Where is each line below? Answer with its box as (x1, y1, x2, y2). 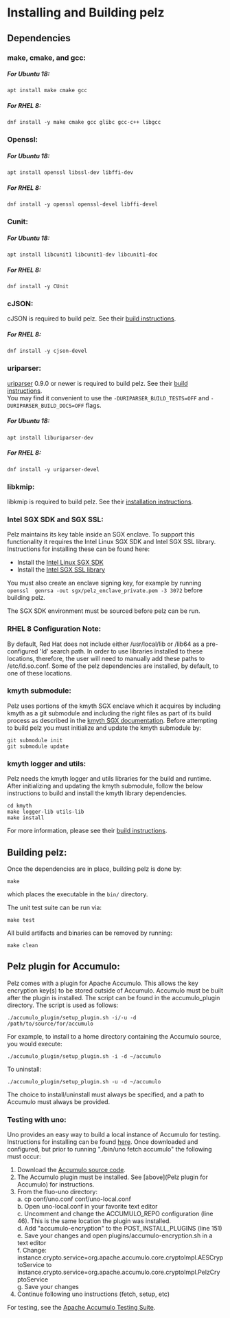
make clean (7, 942, 38, 949)
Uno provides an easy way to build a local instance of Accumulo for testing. (7, 1130, 221, 1139)
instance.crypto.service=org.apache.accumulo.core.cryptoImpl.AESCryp (16, 1253, 224, 1262)
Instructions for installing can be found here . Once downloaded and (7, 1138, 198, 1146)
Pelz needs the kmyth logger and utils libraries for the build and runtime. (7, 775, 211, 783)
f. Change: (16, 1246, 47, 1255)
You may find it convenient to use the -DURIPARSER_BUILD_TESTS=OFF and (7, 393, 209, 402)
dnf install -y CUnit (7, 283, 69, 290)
